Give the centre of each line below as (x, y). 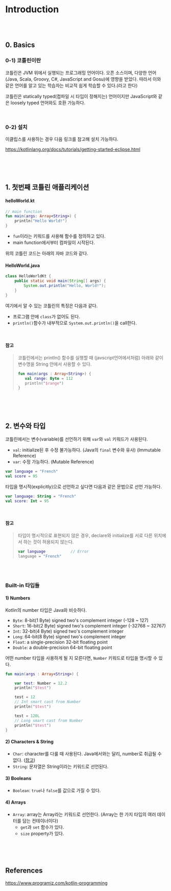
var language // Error (53, 551)
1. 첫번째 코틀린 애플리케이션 (47, 187)
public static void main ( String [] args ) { (60, 281)
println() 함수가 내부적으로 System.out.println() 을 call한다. (75, 323)
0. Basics (20, 45)
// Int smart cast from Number (48, 702)
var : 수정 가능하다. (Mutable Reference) (53, 462)
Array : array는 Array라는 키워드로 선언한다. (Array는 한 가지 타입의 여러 (84, 814)
